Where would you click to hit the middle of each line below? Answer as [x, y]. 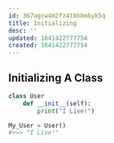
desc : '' [23, 30]
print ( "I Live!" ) [66, 111]
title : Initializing [43, 23]
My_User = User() [37, 125]
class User [26, 96]
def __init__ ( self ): [57, 103]
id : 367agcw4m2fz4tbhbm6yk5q [57, 16]
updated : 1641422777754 [48, 38]
